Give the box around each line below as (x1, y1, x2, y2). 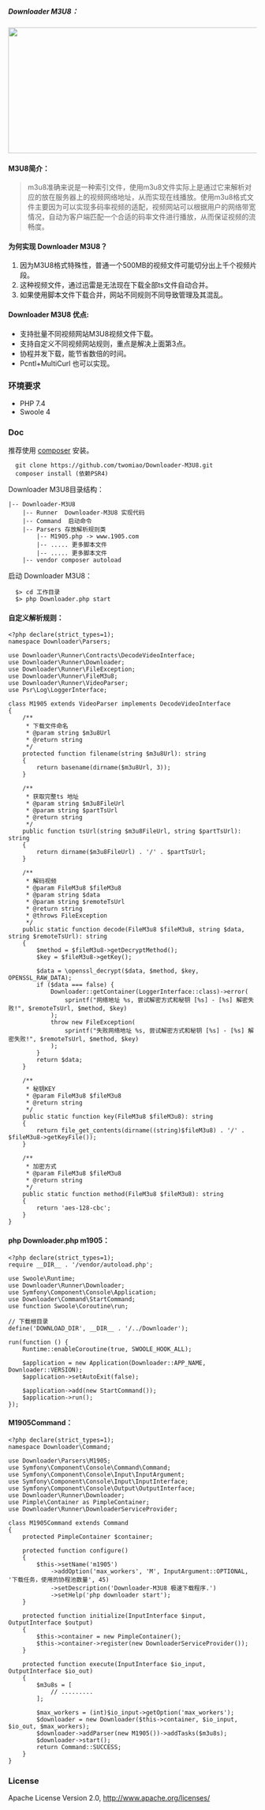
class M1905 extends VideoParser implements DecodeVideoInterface (8, 700, 231, 708)
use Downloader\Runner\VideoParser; (8, 679, 129, 687)
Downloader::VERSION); (8, 1366, 83, 1374)
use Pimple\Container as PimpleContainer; (8, 1498, 150, 1506)
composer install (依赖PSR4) (15, 470, 109, 478)
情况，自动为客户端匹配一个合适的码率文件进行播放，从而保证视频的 (27, 213, 249, 222)
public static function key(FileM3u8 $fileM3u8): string (22, 1113, 214, 1121)
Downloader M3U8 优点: (8, 310, 89, 319)
